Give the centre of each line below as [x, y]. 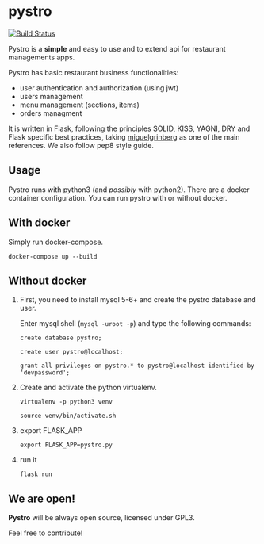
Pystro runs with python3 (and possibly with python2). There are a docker [129, 190]
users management [51, 96]
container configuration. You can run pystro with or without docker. [118, 197]
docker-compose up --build [53, 256]
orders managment [51, 113]
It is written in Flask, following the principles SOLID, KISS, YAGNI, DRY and [129, 128]
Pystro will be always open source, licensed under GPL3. [102, 518]
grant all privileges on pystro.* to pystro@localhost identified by [137, 366]
